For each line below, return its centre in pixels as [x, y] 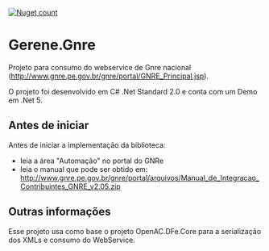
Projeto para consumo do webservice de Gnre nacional [100, 67]
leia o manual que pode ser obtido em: [84, 169]
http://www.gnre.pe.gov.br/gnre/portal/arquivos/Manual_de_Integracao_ [140, 178]
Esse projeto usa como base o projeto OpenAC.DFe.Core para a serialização [135, 231]
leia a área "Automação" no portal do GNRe [92, 161]
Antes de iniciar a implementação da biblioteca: [87, 144]
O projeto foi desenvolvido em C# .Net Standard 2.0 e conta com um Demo [133, 91]
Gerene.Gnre [52, 45]
